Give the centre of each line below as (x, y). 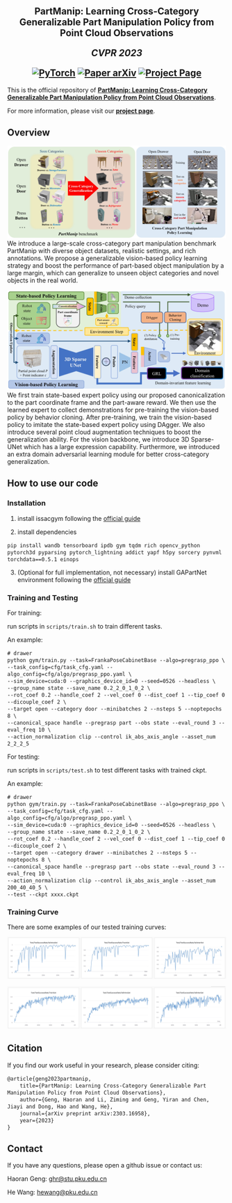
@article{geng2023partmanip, (49, 1079)
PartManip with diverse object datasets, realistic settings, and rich (102, 251)
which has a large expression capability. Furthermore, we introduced (122, 447)
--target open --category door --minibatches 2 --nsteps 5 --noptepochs (115, 709)
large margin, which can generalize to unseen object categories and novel (113, 273)
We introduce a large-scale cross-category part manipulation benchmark (112, 243)
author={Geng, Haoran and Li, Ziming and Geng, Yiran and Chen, (115, 1099)
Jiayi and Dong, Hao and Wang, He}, (60, 1106)
